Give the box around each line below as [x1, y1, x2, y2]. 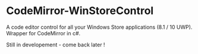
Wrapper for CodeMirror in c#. [6, 29, 81, 36]
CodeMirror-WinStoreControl [6, 4, 154, 18]
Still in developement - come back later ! [6, 41, 105, 48]
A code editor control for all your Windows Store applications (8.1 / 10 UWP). [6, 23, 193, 31]
